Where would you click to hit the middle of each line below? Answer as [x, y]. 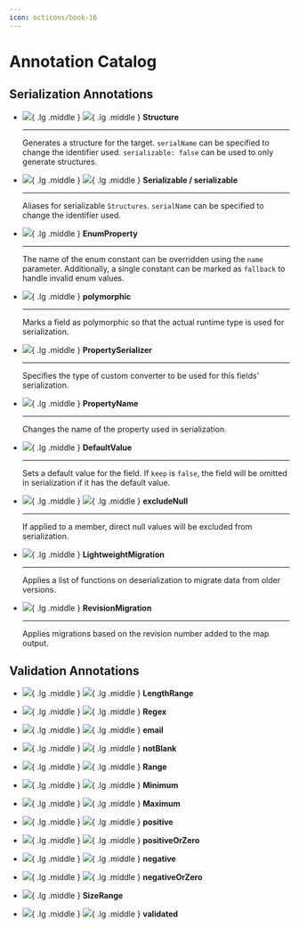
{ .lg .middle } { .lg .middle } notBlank [104, 749]
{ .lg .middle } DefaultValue [81, 448]
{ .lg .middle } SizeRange [77, 896]
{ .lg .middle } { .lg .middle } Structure [105, 117]
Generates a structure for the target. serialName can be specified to [145, 143]
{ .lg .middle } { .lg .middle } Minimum [105, 785]
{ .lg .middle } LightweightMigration [97, 554]
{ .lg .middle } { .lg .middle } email [97, 730]
